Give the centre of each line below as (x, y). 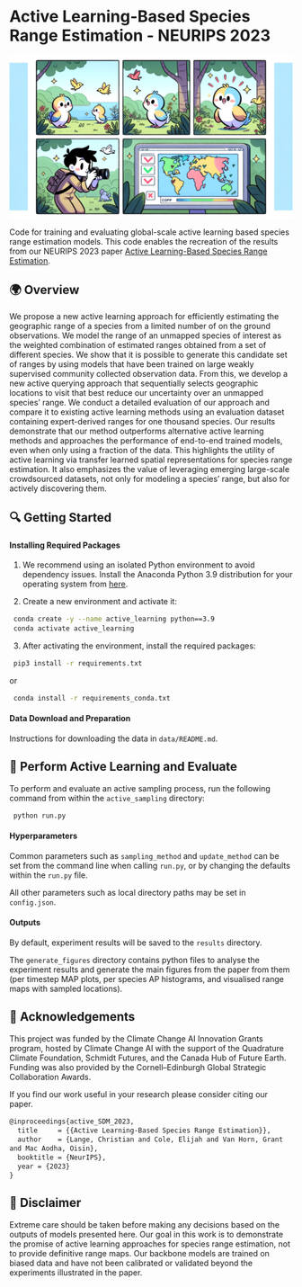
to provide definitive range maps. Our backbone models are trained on (139, 1253)
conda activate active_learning (74, 629)
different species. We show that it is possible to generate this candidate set (148, 354)
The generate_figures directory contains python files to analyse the (135, 961)
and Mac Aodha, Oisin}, (54, 1148)
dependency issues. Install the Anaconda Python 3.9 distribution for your (157, 575)
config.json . (33, 902)
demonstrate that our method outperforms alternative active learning (137, 431)
